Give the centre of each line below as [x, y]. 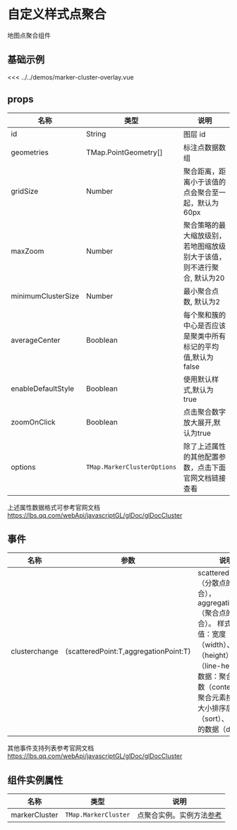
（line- [209, 666]
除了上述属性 [205, 446]
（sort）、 [213, 719]
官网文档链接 [205, 478]
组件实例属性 [35, 780]
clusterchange [35, 652]
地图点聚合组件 [29, 35]
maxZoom [28, 251]
